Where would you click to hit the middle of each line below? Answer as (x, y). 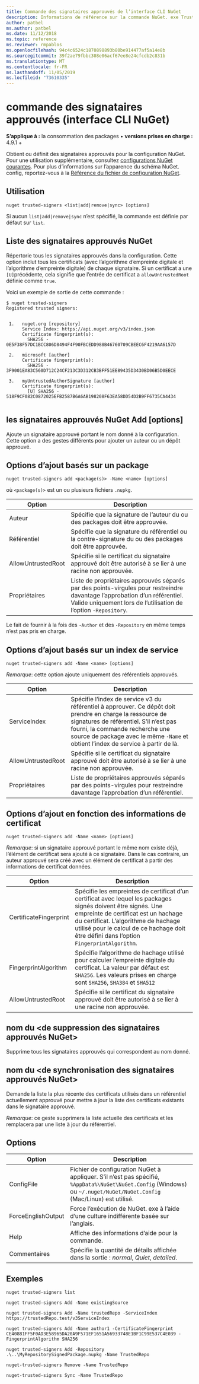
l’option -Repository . (99, 610)
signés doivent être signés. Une (119, 906)
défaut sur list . (25, 222)
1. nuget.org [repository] (45, 324)
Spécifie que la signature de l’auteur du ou (129, 515)
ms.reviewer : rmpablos (34, 45)
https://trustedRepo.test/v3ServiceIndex (58, 1318)
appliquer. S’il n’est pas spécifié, (115, 1177)
